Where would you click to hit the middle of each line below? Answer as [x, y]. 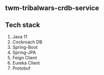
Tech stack [23, 25]
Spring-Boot [25, 47]
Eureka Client [26, 63]
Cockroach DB [27, 42]
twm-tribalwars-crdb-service [52, 8]
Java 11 [20, 37]
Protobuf [21, 68]
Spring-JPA [24, 53]
